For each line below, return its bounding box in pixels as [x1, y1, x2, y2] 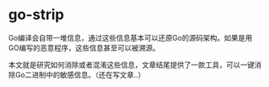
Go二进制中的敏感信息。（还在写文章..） [14, 69, 145, 79]
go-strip [8, 6, 64, 24]
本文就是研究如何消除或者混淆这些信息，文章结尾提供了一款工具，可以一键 [8, 60, 255, 69]
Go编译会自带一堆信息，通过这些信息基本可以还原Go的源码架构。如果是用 [8, 33, 253, 42]
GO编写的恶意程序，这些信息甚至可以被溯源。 [8, 42, 161, 53]
